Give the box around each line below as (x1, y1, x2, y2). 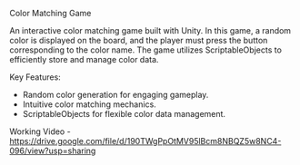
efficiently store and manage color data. (9, 54, 159, 64)
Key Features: (9, 72, 61, 82)
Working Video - (9, 126, 71, 137)
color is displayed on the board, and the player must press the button (9, 35, 268, 45)
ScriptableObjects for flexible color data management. (22, 109, 225, 119)
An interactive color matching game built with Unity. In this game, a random (9, 25, 292, 35)
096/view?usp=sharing (9, 145, 96, 156)
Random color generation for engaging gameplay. (22, 90, 209, 100)
